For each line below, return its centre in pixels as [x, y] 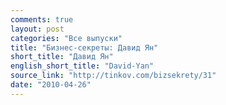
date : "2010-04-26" [51, 85]
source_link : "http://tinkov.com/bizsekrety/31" [113, 76]
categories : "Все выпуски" [66, 38]
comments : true [42, 19]
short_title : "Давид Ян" [62, 57]
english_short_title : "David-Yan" [82, 66]
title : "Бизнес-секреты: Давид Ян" [84, 47]
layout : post [37, 29]
